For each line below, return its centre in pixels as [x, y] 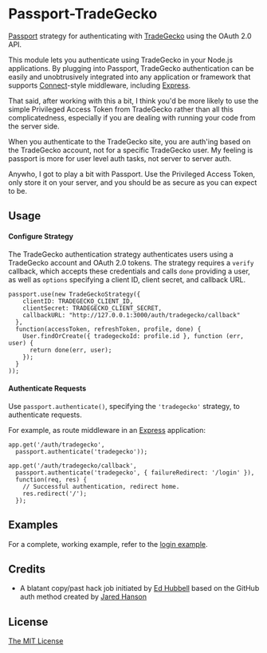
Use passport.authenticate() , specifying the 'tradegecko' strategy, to [124, 406]
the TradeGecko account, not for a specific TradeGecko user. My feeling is [131, 150]
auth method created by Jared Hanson [83, 597]
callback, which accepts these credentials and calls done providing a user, [130, 271]
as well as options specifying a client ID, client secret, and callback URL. [127, 279]
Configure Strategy [41, 236]
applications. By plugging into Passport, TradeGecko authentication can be [131, 68]
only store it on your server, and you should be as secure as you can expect [133, 182]
